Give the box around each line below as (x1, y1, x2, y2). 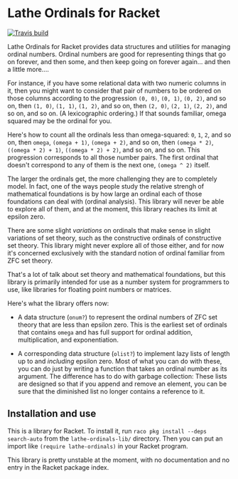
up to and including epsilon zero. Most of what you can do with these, (17, 357, 222, 365)
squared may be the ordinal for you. (7, 116, 112, 125)
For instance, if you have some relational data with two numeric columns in (7, 78, 227, 87)
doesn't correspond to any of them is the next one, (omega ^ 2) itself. (7, 160, 210, 169)
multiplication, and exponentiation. (17, 335, 119, 344)
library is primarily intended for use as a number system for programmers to (7, 278, 229, 286)
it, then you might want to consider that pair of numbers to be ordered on (7, 86, 222, 95)
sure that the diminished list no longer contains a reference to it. (17, 386, 205, 396)
